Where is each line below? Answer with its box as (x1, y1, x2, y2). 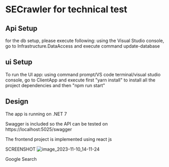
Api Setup (5, 24, 37, 33)
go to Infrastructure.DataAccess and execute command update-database (5, 43, 160, 49)
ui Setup (5, 58, 32, 67)
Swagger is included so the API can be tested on (5, 120, 108, 127)
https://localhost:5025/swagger (5, 126, 72, 132)
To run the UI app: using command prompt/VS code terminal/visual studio (5, 71, 161, 77)
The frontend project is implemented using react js (5, 136, 112, 142)
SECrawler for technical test (5, 4, 128, 15)
